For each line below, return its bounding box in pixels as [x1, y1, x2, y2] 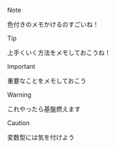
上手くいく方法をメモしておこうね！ [7, 49, 112, 56]
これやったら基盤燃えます [7, 105, 81, 113]
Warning [7, 90, 31, 99]
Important [7, 63, 36, 70]
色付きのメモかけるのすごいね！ [7, 20, 99, 28]
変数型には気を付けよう [7, 133, 75, 141]
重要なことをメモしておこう [7, 76, 87, 85]
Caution [7, 119, 30, 127]
